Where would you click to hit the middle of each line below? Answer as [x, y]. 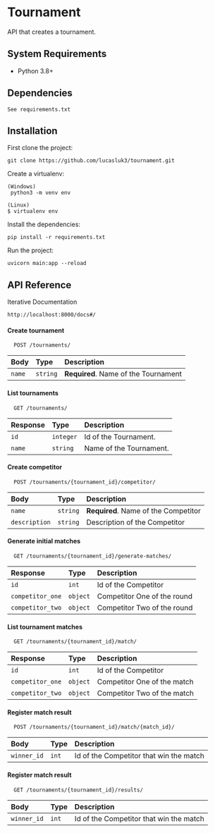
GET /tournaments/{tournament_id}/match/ [75, 642]
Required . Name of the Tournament [123, 374]
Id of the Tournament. [120, 436]
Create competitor [35, 467]
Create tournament [36, 330]
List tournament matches [45, 627]
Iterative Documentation [42, 302]
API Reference [39, 285]
